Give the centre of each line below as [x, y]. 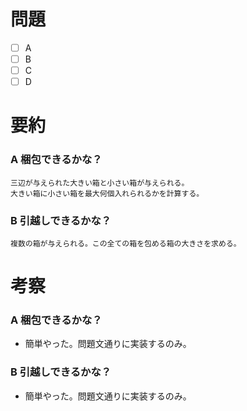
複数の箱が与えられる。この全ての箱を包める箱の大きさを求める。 [126, 243]
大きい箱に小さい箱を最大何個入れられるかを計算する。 [107, 193]
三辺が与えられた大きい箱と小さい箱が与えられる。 [100, 183]
